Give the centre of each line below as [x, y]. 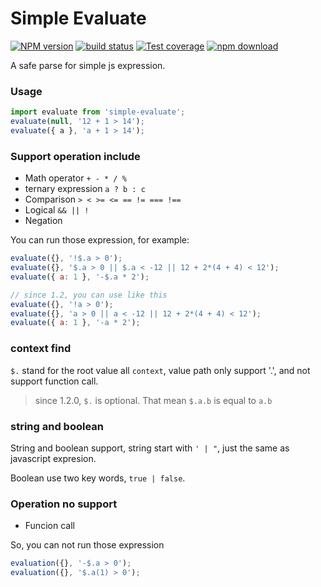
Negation [43, 221]
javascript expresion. [53, 458]
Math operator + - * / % [75, 178]
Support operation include [75, 156]
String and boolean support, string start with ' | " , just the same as [150, 448]
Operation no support [64, 504]
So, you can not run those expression [87, 545]
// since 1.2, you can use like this [89, 295]
